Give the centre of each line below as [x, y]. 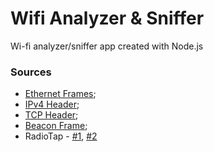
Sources [31, 72]
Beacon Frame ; [56, 126]
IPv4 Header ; [52, 104]
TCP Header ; [51, 115]
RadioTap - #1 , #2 [61, 136]
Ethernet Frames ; [60, 94]
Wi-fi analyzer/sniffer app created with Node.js [107, 46]
